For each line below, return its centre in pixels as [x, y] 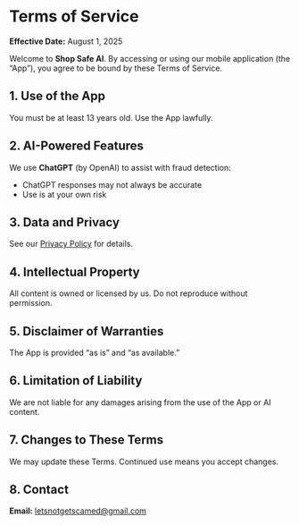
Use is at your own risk [64, 194]
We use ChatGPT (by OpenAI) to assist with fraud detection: [120, 167]
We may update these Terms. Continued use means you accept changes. [144, 461]
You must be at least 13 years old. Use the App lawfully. [111, 117]
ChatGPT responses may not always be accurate [112, 184]
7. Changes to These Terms [87, 440]
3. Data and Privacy [65, 222]
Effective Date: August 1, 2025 [66, 41]
